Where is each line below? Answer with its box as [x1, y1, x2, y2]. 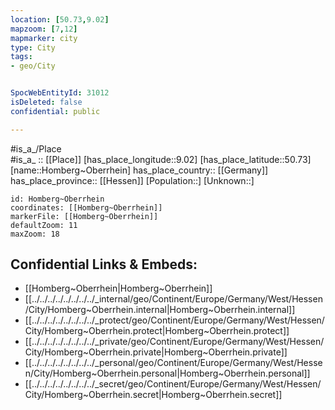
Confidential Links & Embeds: [10, 256, 198, 273]
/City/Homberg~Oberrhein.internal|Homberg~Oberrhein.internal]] [24, 304, 296, 316]
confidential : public [10, 106, 101, 116]
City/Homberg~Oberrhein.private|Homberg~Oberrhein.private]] [24, 346, 288, 358]
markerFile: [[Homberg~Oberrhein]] [10, 211, 159, 221]
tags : [10, 52, 33, 62]
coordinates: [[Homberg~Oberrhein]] [10, 202, 163, 213]
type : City [10, 42, 56, 53]
